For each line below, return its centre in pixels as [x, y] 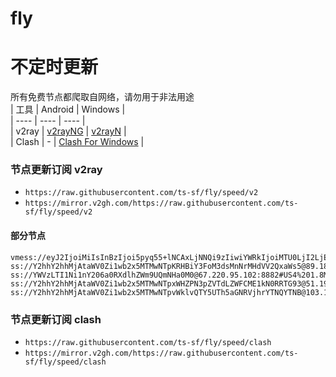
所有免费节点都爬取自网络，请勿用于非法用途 [102, 97]
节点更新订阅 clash [56, 319]
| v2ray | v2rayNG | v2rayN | [68, 131]
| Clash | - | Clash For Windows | [77, 142]
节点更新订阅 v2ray [56, 170]
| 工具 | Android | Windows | [68, 109]
